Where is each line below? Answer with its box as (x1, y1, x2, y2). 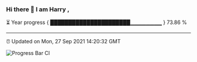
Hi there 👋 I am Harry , (6, 5, 70, 13)
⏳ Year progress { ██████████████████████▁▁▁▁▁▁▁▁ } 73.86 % (6, 19, 188, 26)
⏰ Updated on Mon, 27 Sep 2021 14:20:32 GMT (6, 38, 121, 45)
